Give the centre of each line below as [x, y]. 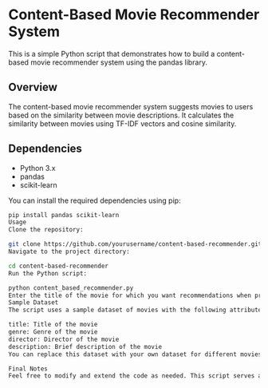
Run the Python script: [48, 273]
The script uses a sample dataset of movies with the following [117, 310]
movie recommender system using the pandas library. [119, 62]
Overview [33, 87]
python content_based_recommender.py [71, 288]
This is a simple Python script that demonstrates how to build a [112, 53]
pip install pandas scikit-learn [64, 215]
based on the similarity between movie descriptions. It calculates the [121, 115]
